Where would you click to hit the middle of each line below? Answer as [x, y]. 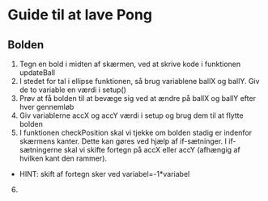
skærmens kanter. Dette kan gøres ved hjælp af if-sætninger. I [123, 141]
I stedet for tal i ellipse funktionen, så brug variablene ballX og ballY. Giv [139, 81]
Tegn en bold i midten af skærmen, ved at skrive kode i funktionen [130, 64]
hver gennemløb [47, 107]
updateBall [37, 73]
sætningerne [40, 150]
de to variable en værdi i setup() [73, 90]
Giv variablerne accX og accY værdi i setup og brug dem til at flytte [131, 115]
